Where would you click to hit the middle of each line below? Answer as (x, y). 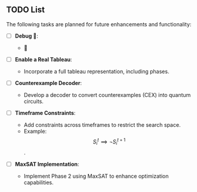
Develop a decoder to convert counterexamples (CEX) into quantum (107, 95)
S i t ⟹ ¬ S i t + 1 (109, 142)
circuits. (33, 101)
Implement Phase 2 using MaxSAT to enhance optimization (96, 176)
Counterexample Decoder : (48, 83)
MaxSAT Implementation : (47, 164)
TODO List (25, 10)
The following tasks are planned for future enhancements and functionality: (99, 24)
